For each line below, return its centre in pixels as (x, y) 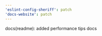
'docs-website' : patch (28, 14)
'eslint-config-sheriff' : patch (38, 10)
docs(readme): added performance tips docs (51, 28)
